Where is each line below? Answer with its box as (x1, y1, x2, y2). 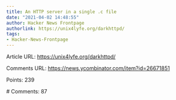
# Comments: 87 (6, 88, 47, 95)
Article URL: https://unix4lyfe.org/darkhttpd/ (6, 53, 116, 60)
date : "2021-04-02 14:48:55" (6, 14, 79, 20)
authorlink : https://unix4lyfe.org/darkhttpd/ (6, 25, 125, 32)
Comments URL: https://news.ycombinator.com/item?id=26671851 (6, 65, 170, 72)
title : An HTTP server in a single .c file (6, 8, 117, 15)
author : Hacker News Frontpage (6, 20, 85, 26)
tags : (6, 31, 20, 37)
